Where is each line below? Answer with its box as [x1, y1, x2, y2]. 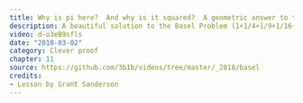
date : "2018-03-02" [9, 38, 83, 47]
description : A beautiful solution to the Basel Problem [9, 21, 228, 30]
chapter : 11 [9, 55, 54, 64]
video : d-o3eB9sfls [9, 30, 83, 39]
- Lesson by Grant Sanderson [9, 80, 119, 89]
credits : [9, 72, 42, 81]
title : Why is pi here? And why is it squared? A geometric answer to [9, 13, 289, 22]
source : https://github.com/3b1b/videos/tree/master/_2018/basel [9, 64, 260, 73]
